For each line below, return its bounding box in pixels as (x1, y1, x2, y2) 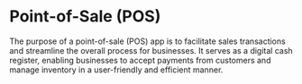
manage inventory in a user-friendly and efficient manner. (9, 64, 224, 75)
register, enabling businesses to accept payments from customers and (9, 55, 271, 65)
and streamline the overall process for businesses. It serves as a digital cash (9, 45, 293, 55)
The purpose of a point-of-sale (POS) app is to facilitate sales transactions (9, 36, 286, 46)
